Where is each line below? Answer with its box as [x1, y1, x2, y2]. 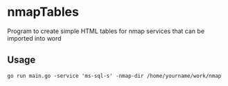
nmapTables [7, 4, 80, 20]
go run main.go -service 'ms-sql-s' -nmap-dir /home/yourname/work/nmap [7, 72, 222, 79]
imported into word [7, 34, 62, 42]
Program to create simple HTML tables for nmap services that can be [7, 27, 205, 35]
